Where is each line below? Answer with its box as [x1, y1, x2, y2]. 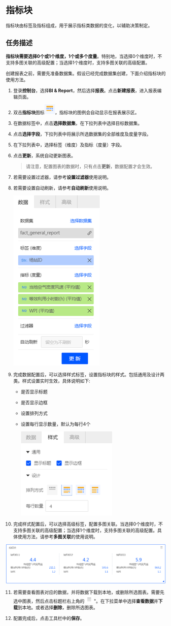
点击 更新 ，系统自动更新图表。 [13, 152, 76, 158]
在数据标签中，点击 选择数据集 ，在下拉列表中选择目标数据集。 [13, 120, 143, 126]
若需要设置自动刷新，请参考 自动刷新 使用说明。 [13, 185, 111, 191]
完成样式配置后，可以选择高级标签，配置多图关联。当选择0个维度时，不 [13, 521, 163, 527]
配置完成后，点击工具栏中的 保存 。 [13, 615, 85, 621]
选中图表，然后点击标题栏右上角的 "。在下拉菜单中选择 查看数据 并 [13, 598, 159, 604]
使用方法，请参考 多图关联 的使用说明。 [17, 534, 98, 540]
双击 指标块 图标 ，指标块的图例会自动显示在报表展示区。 [13, 109, 140, 115]
